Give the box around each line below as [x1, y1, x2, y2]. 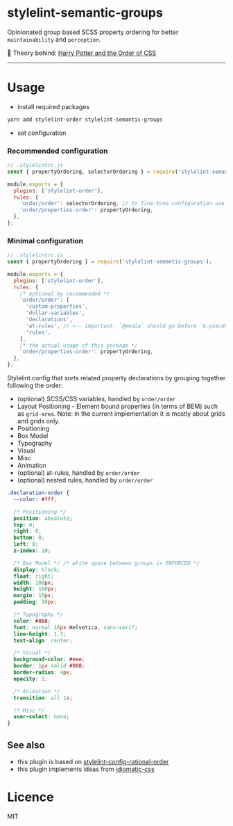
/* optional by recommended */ [19, 290, 110, 297]
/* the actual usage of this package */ [19, 342, 138, 349]
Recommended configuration [7, 146, 109, 156]
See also [7, 739, 45, 751]
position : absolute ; [13, 515, 73, 522]
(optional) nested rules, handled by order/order [17, 476, 153, 485]
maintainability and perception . [7, 35, 101, 43]
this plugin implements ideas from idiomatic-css [17, 765, 155, 773]
